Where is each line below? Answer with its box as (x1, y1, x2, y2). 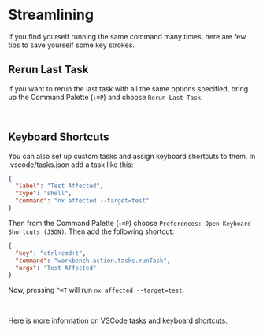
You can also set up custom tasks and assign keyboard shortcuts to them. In (8, 151, 256, 161)
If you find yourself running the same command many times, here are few (8, 31, 246, 41)
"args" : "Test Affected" (15, 264, 97, 272)
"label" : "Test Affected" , (15, 182, 104, 191)
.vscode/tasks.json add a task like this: (8, 160, 134, 169)
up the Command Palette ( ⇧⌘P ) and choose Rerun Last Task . (8, 92, 203, 102)
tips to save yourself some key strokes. (8, 40, 135, 50)
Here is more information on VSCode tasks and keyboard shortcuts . (8, 316, 228, 325)
